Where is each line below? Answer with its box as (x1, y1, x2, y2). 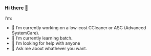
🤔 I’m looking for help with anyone (11, 40, 80, 46)
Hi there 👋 (4, 4, 29, 11)
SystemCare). (11, 30, 40, 36)
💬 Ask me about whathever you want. (11, 46, 87, 52)
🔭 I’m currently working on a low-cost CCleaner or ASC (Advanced (11, 25, 146, 31)
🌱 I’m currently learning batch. (11, 35, 73, 41)
